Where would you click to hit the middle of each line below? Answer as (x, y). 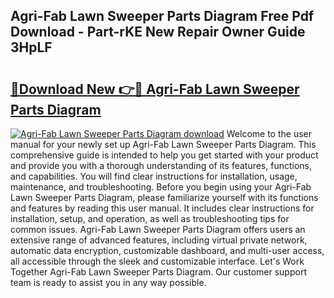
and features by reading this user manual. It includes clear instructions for (162, 208)
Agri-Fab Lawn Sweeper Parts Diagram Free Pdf (162, 16)
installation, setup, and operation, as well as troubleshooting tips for (150, 218)
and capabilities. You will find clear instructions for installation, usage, (154, 176)
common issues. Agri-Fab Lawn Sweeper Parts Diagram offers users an (158, 229)
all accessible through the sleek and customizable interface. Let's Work (157, 261)
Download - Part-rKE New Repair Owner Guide (158, 32)
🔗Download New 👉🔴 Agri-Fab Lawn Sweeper (155, 89)
